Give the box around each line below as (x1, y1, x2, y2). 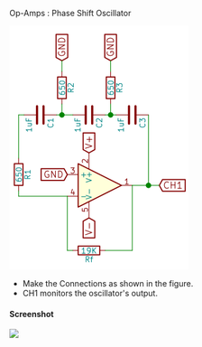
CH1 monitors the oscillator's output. (22, 288, 158, 298)
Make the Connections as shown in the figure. (22, 278, 194, 288)
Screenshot (9, 308, 54, 319)
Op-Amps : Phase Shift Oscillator (9, 8, 132, 18)
